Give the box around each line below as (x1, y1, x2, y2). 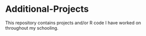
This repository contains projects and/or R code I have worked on (5, 20, 141, 26)
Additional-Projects (5, 3, 89, 15)
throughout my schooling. (5, 25, 59, 31)
